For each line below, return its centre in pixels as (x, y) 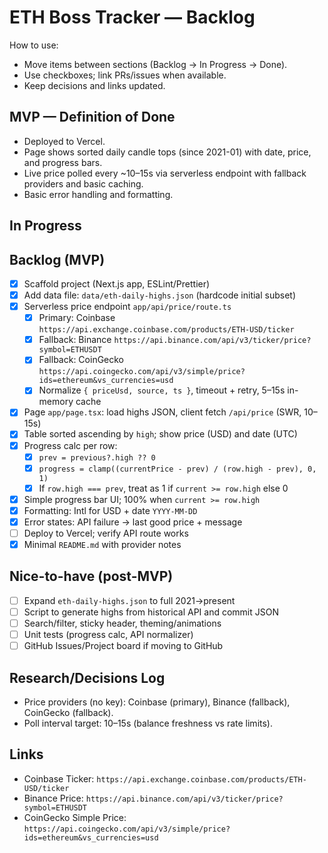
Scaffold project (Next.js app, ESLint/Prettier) (117, 283)
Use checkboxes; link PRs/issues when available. (125, 75)
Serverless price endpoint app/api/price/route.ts (127, 307)
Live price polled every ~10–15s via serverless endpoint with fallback (165, 173)
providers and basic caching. (83, 183)
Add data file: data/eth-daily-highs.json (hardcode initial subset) (160, 295)
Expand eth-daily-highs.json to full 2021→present (129, 600)
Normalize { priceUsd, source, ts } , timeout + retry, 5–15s (162, 390)
